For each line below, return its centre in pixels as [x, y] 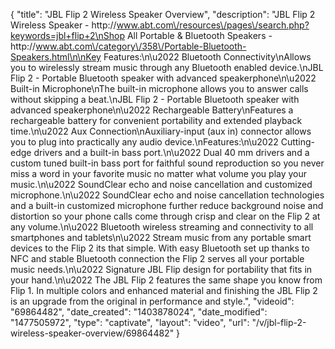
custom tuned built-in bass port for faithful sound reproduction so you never [167, 163]
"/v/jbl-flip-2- [279, 322]
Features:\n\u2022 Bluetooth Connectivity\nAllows [207, 57]
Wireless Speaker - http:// [63, 25]
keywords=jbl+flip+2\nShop [68, 35]
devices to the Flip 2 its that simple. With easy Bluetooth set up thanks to [160, 248]
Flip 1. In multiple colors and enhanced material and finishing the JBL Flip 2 [164, 290]
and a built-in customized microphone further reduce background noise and [167, 205]
